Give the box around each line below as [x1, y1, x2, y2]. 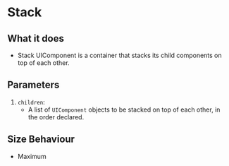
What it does [7, 32, 65, 45]
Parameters [7, 79, 60, 91]
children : [17, 97, 46, 106]
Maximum [17, 152, 47, 160]
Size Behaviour [7, 134, 75, 146]
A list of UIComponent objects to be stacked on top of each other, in [27, 105, 221, 114]
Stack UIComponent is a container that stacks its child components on [17, 51, 222, 59]
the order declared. [27, 112, 85, 121]
